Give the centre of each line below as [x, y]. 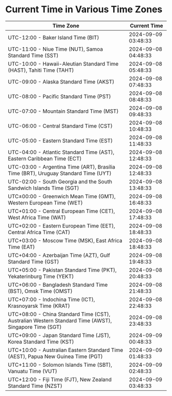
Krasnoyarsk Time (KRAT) [39, 306]
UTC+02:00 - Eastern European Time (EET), [61, 225]
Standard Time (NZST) [35, 386]
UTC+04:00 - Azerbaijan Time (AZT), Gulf [59, 255]
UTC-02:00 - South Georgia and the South [60, 181]
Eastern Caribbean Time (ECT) [45, 158]
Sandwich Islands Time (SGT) [44, 188]
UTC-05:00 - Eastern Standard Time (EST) [60, 140]
